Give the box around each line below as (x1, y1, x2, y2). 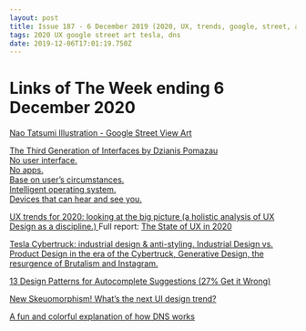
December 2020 (9, 98, 137, 119)
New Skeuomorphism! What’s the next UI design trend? (9, 294, 217, 305)
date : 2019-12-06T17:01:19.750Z (9, 38, 132, 48)
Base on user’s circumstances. (9, 174, 125, 185)
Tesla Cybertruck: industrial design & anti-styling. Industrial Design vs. (9, 239, 273, 250)
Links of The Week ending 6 (9, 78, 225, 98)
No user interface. (9, 155, 77, 166)
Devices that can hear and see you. (9, 193, 143, 205)
